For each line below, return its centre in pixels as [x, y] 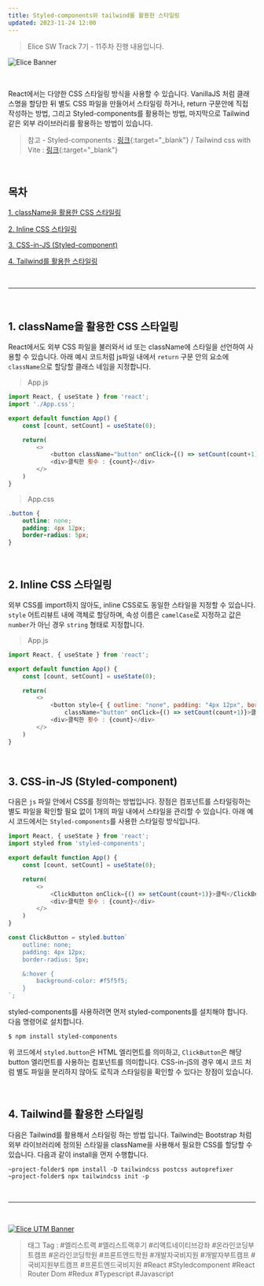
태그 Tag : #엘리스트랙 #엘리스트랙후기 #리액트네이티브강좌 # [122, 1245]
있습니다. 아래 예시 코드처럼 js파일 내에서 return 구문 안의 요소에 [130, 357]
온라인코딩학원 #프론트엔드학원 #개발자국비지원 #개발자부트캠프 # [154, 1254]
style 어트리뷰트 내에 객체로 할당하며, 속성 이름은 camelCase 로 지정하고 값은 [125, 615]
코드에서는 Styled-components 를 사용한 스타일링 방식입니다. [108, 821]
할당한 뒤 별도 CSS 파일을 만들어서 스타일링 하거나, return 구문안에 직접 [139, 103]
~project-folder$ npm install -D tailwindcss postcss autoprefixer [121, 1169]
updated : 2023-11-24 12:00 [52, 23]
